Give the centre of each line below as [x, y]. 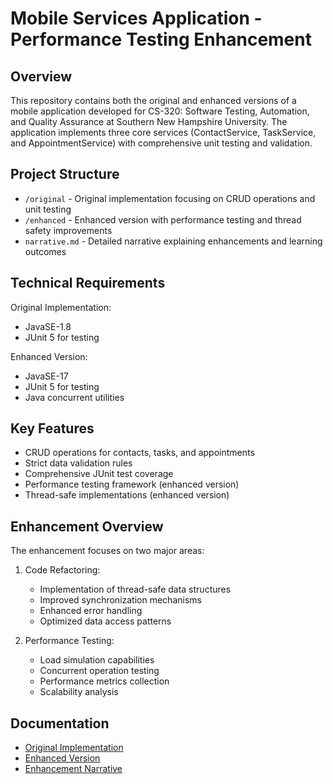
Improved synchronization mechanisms [120, 600]
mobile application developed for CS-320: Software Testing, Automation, [160, 111]
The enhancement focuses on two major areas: [107, 551]
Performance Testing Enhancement [161, 39]
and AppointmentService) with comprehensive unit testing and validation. [161, 143]
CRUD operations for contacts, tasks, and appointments [139, 453]
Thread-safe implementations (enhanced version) [127, 495]
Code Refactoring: [62, 570]
